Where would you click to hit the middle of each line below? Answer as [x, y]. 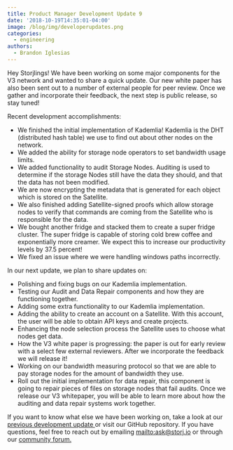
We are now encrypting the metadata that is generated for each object [119, 190]
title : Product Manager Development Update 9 [75, 14]
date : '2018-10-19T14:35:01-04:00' [59, 20]
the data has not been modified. [63, 182]
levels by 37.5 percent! [50, 249]
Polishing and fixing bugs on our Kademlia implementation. [102, 284]
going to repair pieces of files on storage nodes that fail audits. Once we [121, 388]
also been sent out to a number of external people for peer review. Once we [116, 88]
